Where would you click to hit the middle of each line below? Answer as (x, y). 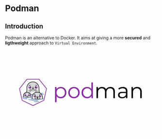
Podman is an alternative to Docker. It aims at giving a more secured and (78, 38)
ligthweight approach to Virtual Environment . (51, 43)
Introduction (24, 26)
